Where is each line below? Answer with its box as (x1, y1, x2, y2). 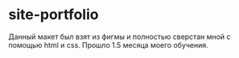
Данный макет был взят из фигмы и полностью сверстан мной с (8, 32, 231, 41)
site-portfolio (8, 6, 99, 24)
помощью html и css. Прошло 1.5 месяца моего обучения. (8, 40, 209, 49)
